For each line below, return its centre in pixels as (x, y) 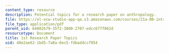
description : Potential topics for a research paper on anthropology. (81, 15)
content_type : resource (30, 10)
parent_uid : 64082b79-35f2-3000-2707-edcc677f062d (59, 29)
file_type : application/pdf (35, 24)
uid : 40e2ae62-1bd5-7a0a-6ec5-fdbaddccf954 (52, 43)
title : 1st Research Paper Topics (41, 38)
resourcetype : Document (30, 33)
